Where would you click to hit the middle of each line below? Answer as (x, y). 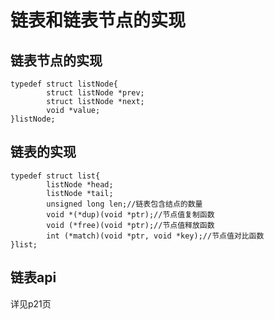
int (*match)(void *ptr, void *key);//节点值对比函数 (155, 236)
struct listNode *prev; (95, 93)
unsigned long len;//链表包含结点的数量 (124, 204)
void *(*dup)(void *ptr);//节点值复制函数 (130, 214)
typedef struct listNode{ (64, 84)
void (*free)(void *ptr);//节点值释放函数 (130, 225)
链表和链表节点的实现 (98, 20)
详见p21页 (31, 303)
